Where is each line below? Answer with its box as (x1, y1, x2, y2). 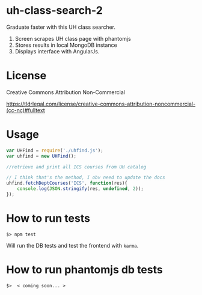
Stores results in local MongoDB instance (14, 41, 117, 49)
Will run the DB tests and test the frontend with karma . (6, 242, 139, 249)
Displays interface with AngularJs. (14, 47, 100, 55)
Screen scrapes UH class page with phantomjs (14, 35, 131, 42)
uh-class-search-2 (6, 4, 103, 17)
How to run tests (6, 212, 90, 225)
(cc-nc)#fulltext (6, 106, 45, 114)
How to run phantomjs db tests (6, 263, 164, 276)
